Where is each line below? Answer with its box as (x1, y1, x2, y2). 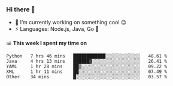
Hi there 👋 (6, 5, 36, 14)
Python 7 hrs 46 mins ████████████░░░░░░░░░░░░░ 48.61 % (6, 53, 168, 59)
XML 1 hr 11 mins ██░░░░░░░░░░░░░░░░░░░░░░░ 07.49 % (6, 69, 168, 75)
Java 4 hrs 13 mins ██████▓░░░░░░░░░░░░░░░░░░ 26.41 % (6, 59, 168, 65)
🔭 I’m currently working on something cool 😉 (14, 19, 127, 26)
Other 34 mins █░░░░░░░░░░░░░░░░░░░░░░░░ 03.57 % (6, 74, 168, 80)
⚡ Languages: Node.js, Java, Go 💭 (14, 26, 99, 33)
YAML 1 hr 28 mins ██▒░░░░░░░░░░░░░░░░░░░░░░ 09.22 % (6, 63, 168, 70)
